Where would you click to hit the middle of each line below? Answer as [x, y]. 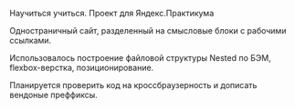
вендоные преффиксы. [53, 95]
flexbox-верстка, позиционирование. [82, 68]
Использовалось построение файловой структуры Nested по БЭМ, [140, 58]
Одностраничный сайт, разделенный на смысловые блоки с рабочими [148, 30]
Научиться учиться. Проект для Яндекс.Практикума [112, 13]
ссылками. [31, 40]
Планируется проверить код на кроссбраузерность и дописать [133, 85]
